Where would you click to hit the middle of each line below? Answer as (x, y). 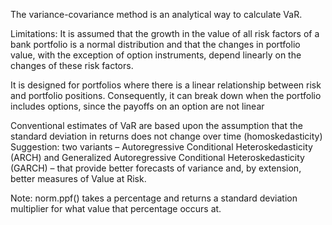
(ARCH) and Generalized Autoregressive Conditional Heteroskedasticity (157, 157)
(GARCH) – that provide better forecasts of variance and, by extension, (156, 168)
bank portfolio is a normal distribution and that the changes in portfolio (155, 44)
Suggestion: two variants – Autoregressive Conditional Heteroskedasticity (161, 147)
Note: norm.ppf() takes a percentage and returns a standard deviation (154, 198)
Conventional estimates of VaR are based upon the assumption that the (157, 125)
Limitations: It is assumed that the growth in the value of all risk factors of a (165, 33)
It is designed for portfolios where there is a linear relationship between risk (166, 85)
